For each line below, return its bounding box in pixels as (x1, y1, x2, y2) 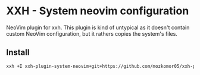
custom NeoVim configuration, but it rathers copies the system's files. (6, 30, 177, 37)
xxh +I (6, 63, 23, 69)
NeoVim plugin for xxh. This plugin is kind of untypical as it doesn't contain (6, 24, 190, 31)
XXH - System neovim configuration (6, 4, 189, 18)
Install (6, 48, 30, 58)
